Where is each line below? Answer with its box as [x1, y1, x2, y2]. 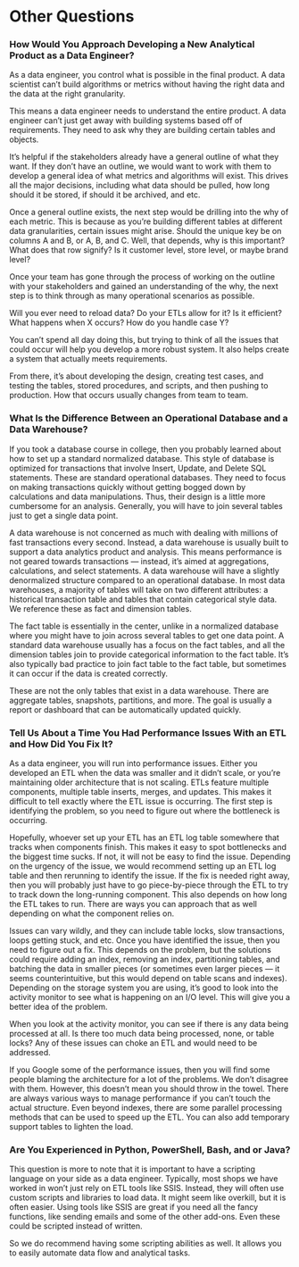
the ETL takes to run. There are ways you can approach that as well [9, 899, 257, 910]
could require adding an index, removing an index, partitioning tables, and [9, 954, 281, 965]
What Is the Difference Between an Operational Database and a [9, 413, 288, 425]
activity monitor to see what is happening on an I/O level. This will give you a [9, 992, 291, 1003]
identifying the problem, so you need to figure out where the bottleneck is [9, 805, 281, 816]
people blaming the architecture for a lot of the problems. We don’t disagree [9, 1074, 288, 1085]
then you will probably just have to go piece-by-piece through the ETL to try [9, 879, 288, 890]
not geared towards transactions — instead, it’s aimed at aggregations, [9, 555, 270, 566]
